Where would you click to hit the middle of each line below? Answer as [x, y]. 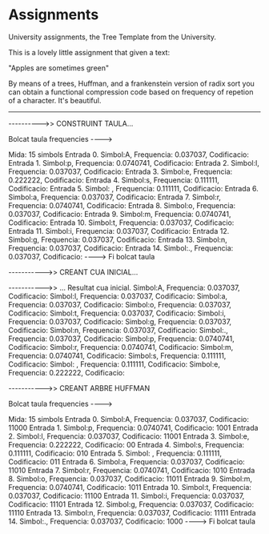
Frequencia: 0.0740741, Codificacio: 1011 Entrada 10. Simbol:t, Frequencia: [130, 487]
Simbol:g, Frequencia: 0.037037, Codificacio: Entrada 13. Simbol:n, [118, 239]
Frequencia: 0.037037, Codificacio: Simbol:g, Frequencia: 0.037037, [120, 321]
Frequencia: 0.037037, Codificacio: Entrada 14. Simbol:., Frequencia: [121, 248]
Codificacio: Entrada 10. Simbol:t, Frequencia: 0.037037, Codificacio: [121, 223]
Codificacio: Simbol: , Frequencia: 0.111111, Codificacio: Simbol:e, [114, 364]
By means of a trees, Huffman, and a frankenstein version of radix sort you [131, 83]
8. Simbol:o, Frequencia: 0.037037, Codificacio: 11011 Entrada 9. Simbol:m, [130, 479]
